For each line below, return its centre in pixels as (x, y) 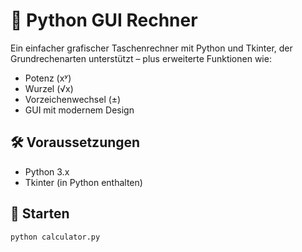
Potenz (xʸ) (48, 78)
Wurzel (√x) (49, 88)
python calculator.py (55, 237)
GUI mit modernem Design (79, 110)
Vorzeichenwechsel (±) (73, 99)
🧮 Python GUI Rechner (104, 20)
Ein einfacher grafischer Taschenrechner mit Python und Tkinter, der (151, 48)
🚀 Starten (40, 214)
